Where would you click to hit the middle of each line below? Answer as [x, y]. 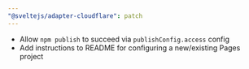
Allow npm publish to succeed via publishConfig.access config [124, 39]
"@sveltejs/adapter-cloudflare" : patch [75, 16]
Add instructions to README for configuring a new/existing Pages [130, 47]
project [31, 56]
